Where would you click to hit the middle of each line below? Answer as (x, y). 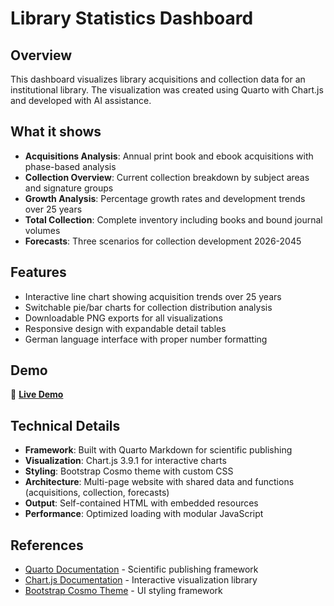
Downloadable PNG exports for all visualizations (123, 318)
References (47, 545)
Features (38, 272)
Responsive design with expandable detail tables (125, 328)
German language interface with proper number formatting (146, 339)
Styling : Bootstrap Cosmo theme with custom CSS (129, 471)
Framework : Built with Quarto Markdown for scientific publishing (158, 450)
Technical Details (65, 425)
